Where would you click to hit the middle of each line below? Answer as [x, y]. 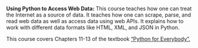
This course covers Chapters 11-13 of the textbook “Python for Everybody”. [98, 39]
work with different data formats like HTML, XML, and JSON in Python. [93, 27]
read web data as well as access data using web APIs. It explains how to [95, 21]
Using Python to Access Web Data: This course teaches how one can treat [99, 9]
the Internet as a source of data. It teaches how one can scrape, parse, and [99, 15]
